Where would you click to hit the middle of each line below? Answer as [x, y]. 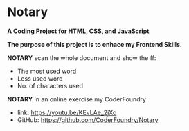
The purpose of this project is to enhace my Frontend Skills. [94, 44]
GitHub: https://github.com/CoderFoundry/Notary [88, 120]
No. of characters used [50, 85]
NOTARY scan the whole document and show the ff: [82, 58]
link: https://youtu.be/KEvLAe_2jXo [67, 112]
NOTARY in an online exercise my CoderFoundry [77, 99]
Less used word [40, 78]
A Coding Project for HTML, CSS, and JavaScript [78, 31]
